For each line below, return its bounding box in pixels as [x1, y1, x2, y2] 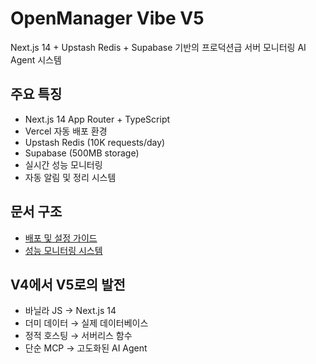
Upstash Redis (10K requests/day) [24, 136, 166, 148]
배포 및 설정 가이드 [24, 232, 98, 244]
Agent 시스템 [10, 53, 62, 66]
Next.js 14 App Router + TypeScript [24, 113, 171, 125]
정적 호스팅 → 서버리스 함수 [24, 330, 133, 342]
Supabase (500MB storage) [24, 147, 140, 159]
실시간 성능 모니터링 [24, 158, 103, 171]
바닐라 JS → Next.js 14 [24, 305, 117, 317]
